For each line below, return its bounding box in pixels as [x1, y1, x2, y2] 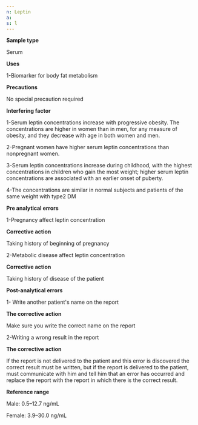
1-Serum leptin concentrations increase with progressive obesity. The [6, 119, 180, 126]
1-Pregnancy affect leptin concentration [6, 216, 105, 224]
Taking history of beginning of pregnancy [6, 240, 110, 247]
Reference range [6, 389, 50, 396]
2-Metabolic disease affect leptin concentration [6, 252, 125, 259]
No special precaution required [6, 95, 84, 103]
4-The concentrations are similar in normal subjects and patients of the [6, 186, 183, 194]
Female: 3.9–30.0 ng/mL [6, 412, 67, 419]
